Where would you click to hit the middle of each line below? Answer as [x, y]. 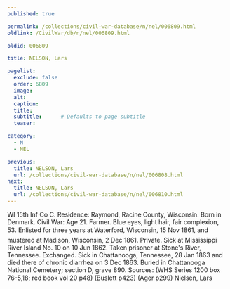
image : [23, 91]
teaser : [25, 124]
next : [15, 181]
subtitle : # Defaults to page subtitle [80, 117]
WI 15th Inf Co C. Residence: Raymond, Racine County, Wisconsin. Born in [115, 214]
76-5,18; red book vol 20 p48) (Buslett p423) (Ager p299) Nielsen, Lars [110, 278]
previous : [22, 162]
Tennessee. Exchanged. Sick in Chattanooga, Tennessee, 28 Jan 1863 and [115, 255]
